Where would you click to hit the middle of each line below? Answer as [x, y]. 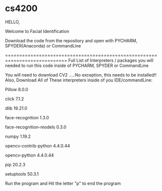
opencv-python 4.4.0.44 [30, 155]
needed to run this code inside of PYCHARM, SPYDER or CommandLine [77, 65]
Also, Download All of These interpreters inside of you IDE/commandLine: [79, 80]
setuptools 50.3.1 [22, 174]
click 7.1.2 [15, 99]
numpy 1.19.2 [18, 136]
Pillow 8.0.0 [17, 89]
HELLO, [13, 22]
